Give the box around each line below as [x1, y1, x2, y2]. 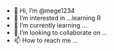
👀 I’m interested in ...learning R [13, 14, 102, 22]
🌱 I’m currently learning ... [13, 21, 88, 29]
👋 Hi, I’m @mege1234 [13, 7, 75, 14]
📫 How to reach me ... [13, 37, 78, 44]
